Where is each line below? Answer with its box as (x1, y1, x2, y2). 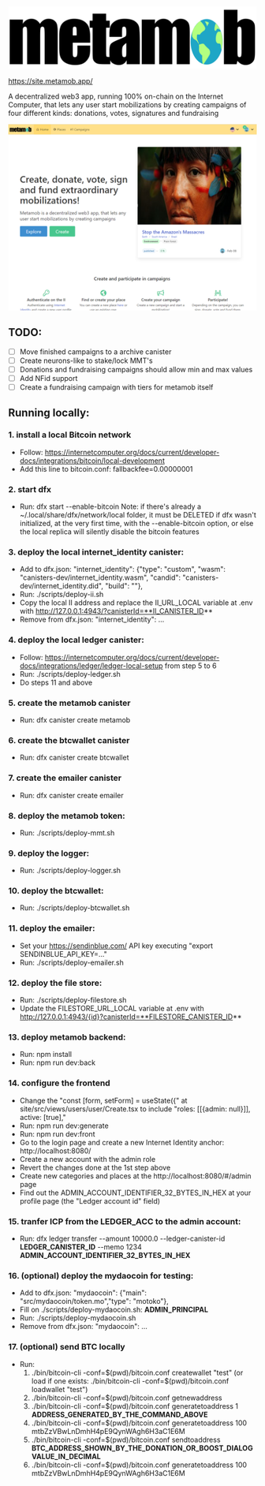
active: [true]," (19, 1112, 67, 1122)
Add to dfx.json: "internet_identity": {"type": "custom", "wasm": (19, 565, 226, 574)
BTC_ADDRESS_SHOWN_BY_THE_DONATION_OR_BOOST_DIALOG (31, 1443, 254, 1453)
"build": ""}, (105, 581, 144, 591)
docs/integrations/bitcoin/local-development (19, 456, 166, 465)
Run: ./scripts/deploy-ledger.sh (19, 669, 121, 678)
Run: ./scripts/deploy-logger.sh (19, 866, 121, 876)
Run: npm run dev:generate (19, 1121, 109, 1130)
